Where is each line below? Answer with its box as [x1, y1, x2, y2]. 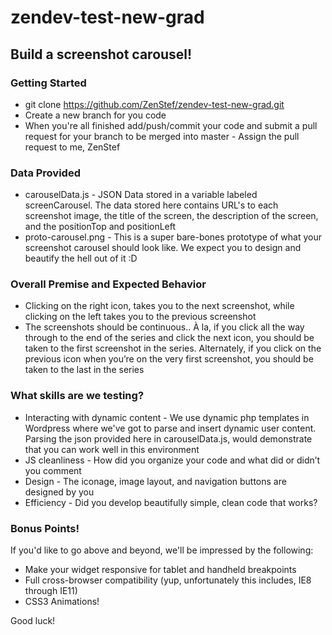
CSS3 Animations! [24, 596, 100, 608]
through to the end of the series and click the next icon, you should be [24, 332, 315, 344]
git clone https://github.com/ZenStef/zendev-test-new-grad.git [24, 98, 285, 110]
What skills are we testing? [10, 389, 145, 403]
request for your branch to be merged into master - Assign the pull [24, 130, 300, 142]
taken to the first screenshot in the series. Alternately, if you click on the [24, 342, 322, 355]
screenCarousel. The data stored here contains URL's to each [24, 199, 279, 211]
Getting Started [10, 76, 87, 90]
